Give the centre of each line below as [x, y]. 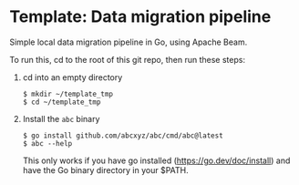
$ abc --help [47, 143]
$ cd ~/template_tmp [62, 102]
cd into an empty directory [72, 77]
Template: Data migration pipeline [140, 17]
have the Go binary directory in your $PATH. [105, 170]
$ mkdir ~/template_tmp [68, 94]
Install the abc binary [61, 118]
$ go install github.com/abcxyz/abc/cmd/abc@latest [123, 135]
